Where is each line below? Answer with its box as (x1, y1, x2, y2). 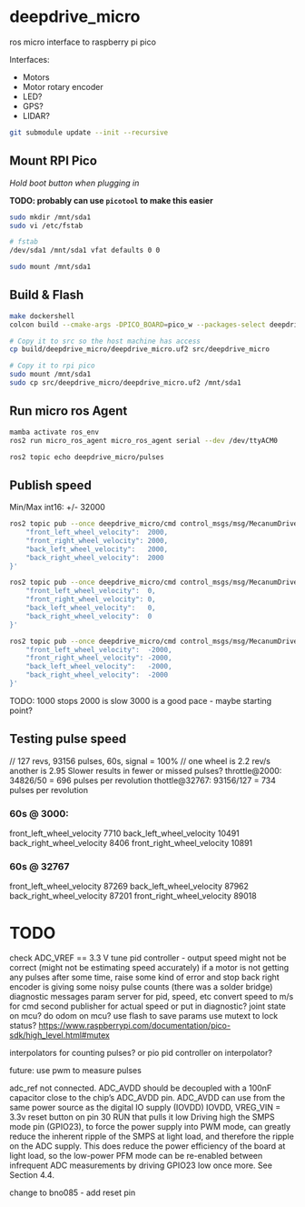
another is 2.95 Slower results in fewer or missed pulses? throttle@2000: (9, 765, 282, 776)
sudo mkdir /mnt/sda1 (9, 212, 92, 222)
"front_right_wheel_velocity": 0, (25, 595, 156, 604)
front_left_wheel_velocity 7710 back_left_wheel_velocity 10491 (9, 828, 241, 839)
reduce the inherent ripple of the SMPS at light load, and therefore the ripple (9, 1131, 295, 1142)
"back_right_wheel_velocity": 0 (25, 611, 152, 620)
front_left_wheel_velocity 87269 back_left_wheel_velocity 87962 (9, 880, 250, 892)
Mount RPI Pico (9, 153, 98, 169)
